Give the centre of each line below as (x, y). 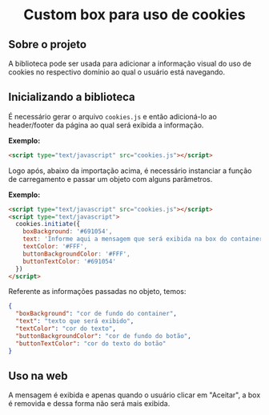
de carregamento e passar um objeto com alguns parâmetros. (110, 179)
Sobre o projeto (47, 44)
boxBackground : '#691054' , (68, 232)
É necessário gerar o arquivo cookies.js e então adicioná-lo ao (113, 116)
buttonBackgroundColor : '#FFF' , (76, 254)
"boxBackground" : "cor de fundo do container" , (96, 314)
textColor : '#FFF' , (55, 247)
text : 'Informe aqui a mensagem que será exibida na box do (125, 239)
